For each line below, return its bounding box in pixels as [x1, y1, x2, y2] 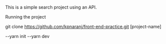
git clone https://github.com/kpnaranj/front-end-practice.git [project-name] [5, 23, 162, 29]
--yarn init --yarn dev [5, 33, 50, 39]
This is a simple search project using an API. [5, 4, 97, 10]
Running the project [5, 14, 46, 19]
